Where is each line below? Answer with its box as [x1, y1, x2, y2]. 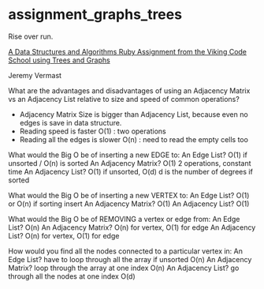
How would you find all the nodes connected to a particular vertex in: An [8, 246, 243, 256]
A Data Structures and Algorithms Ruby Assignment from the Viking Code [8, 47, 247, 56]
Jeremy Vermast [8, 70, 61, 80]
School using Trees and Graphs [8, 55, 110, 65]
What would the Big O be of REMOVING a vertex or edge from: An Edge [8, 214, 240, 223]
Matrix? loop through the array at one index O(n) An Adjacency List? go [8, 263, 240, 272]
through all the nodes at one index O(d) [8, 271, 136, 281]
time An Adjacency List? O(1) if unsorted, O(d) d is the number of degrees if [8, 167, 254, 176]
